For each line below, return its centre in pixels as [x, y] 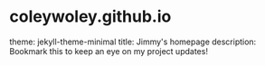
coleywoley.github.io [90, 17]
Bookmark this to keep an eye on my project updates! [109, 51]
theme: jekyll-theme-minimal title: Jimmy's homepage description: [133, 42]
